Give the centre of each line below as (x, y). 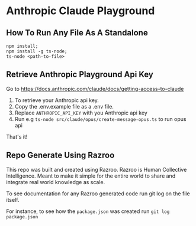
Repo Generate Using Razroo (60, 155)
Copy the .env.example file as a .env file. (64, 106)
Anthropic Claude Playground (81, 11)
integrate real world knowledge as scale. (56, 182)
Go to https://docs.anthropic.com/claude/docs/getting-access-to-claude (95, 89)
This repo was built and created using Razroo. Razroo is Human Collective (97, 169)
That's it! (17, 136)
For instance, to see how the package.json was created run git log (88, 211)
